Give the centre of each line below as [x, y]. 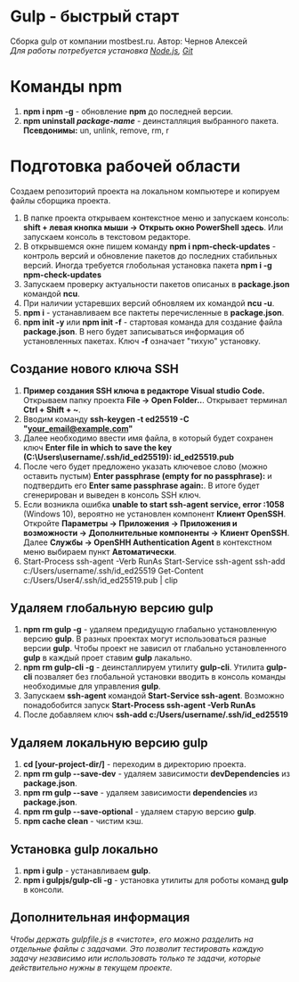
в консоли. [44, 890]
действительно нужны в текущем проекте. [91, 967]
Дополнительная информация [100, 917]
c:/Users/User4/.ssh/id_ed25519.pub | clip [101, 580]
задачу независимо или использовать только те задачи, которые [136, 958]
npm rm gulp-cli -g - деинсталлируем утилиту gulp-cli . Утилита [144, 667]
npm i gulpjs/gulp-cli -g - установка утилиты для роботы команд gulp [155, 880]
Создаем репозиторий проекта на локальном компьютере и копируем [145, 191]
